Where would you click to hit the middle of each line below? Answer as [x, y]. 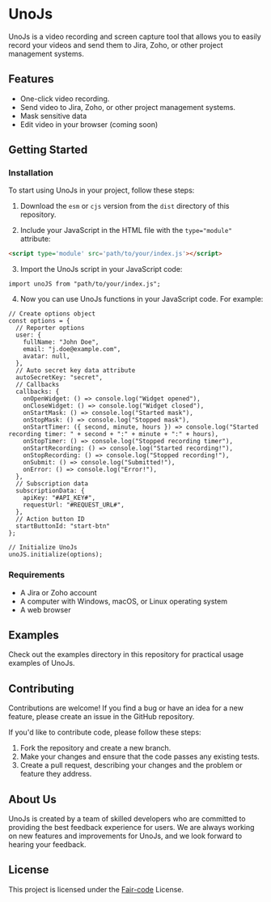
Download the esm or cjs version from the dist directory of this [125, 206]
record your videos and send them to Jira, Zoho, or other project [116, 44]
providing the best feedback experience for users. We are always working [131, 828]
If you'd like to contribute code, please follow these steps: [105, 732]
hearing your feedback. [47, 845]
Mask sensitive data [53, 116]
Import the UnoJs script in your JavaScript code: [101, 269]
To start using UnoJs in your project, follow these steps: [102, 190]
